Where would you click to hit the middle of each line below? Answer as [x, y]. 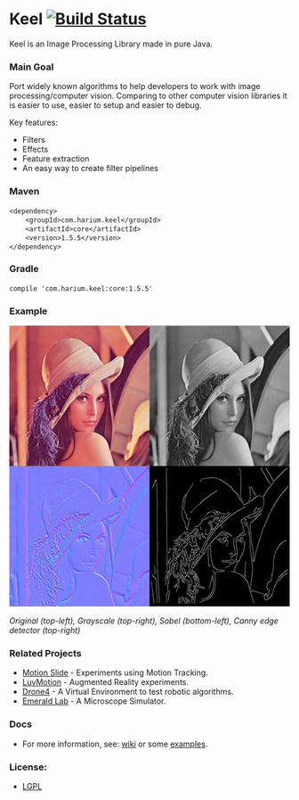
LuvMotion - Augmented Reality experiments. [105, 682]
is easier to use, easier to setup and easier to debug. [105, 105]
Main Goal [32, 67]
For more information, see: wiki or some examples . [115, 744]
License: [28, 767]
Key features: [33, 123]
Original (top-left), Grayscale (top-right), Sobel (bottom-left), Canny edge [144, 621]
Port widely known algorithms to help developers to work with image [135, 87]
